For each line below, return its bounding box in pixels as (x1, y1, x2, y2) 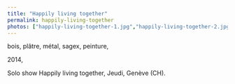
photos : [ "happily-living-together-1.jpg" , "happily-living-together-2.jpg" (7, 23, 233, 30)
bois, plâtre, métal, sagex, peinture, (7, 42, 109, 51)
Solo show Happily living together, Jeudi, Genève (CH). (7, 69, 166, 77)
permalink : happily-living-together (7, 17, 114, 24)
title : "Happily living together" (7, 10, 108, 17)
